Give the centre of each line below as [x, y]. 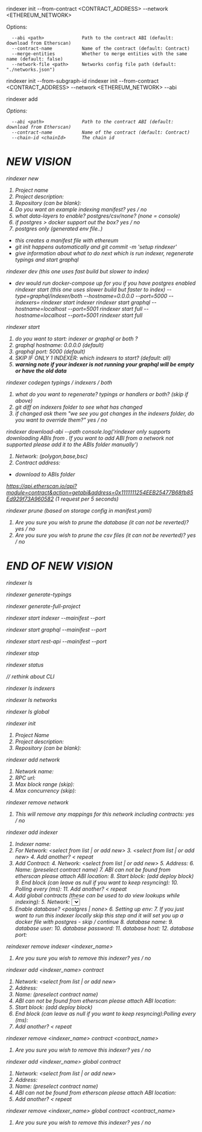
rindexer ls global [28, 711]
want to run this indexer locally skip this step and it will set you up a [99, 915]
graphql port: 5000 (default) [50, 351]
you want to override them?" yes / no [61, 420]
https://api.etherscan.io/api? [42, 486]
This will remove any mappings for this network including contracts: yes [105, 814]
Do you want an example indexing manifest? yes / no [81, 209]
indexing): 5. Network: [43, 902]
